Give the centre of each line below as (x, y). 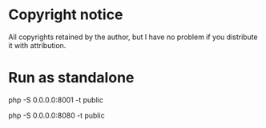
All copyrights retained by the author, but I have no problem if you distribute (133, 37)
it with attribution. (37, 45)
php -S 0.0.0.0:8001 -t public (56, 100)
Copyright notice (66, 15)
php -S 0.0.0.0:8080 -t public (57, 115)
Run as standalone (71, 78)
